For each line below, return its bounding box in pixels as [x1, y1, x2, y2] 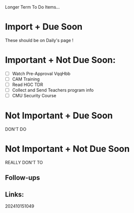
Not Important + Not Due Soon [5, 144, 130, 154]
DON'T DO [5, 127, 27, 132]
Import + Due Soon [5, 21, 83, 32]
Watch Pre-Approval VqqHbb [12, 70, 71, 76]
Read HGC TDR [12, 82, 43, 87]
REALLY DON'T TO [5, 160, 43, 166]
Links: [5, 190, 24, 198]
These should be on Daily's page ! [5, 37, 74, 43]
